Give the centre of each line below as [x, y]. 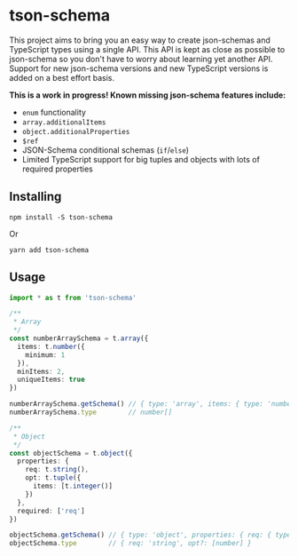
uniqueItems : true [51, 380]
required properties [57, 169]
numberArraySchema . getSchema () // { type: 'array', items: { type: [137, 404]
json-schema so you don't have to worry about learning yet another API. [141, 59]
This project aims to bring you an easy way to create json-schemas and [140, 40]
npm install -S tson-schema [61, 217]
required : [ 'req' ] [51, 511]
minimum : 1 [45, 355]
